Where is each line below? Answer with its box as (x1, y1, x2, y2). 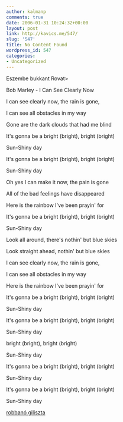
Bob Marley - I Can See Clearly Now (6, 86, 95, 93)
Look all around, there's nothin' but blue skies (6, 236, 117, 243)
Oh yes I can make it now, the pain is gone (6, 178, 109, 185)
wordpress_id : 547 (6, 48, 51, 53)
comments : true (6, 14, 44, 20)
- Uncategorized (6, 58, 46, 64)
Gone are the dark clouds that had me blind (6, 121, 112, 128)
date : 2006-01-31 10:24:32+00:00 (6, 20, 89, 26)
